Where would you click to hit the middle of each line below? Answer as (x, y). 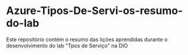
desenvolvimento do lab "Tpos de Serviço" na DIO (67, 46)
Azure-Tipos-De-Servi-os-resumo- (95, 11)
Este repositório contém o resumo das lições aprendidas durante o (87, 39)
